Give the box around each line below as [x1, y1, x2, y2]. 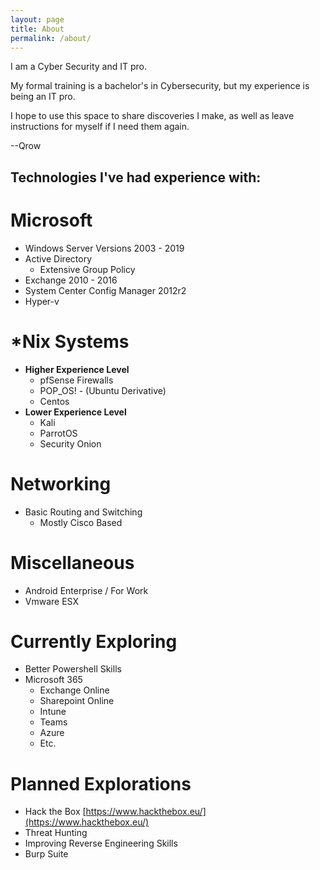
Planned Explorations [10, 772, 192, 795]
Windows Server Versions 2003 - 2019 [24, 242, 185, 254]
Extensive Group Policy [39, 263, 136, 275]
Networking [10, 472, 112, 495]
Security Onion [39, 437, 102, 450]
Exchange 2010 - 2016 [24, 274, 118, 286]
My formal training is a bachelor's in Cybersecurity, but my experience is [10, 80, 310, 92]
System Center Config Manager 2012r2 [24, 284, 187, 296]
